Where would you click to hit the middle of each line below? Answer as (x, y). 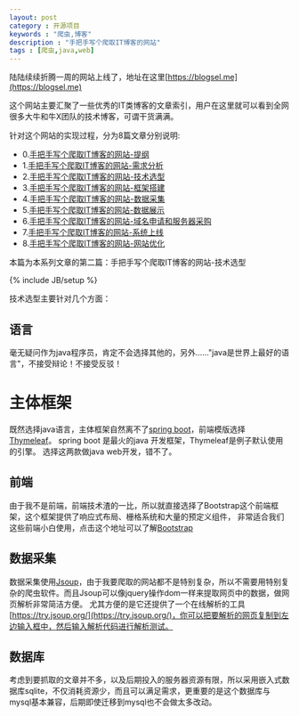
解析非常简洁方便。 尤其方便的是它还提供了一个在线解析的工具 (131, 604)
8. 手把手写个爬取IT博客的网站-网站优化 (93, 244)
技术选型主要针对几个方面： (60, 298)
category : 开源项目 (44, 26)
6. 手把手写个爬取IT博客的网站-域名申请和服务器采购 (117, 221)
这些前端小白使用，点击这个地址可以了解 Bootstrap (101, 527)
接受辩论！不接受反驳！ (79, 363)
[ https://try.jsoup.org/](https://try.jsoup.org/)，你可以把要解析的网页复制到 (145, 614)
